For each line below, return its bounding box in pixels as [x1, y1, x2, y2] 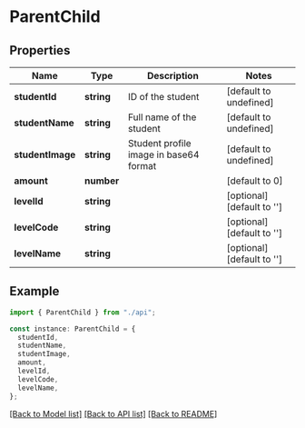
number [84, 174, 120, 187]
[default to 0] [226, 174, 283, 187]
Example [9, 284, 60, 299]
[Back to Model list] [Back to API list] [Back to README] [9, 408, 218, 419]
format [127, 160, 157, 172]
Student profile [127, 137, 192, 149]
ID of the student [127, 91, 200, 103]
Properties [9, 43, 71, 58]
